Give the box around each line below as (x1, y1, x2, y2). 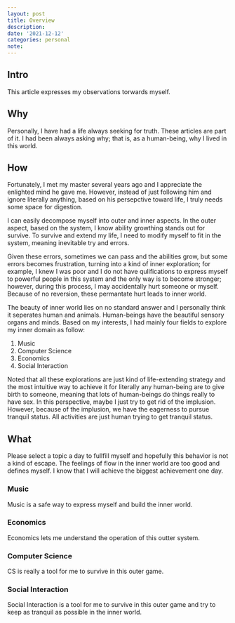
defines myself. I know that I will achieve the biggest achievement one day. (7, 466, 223, 475)
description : (7, 23, 46, 30)
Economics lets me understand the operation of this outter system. (7, 533, 200, 542)
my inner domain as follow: (7, 326, 86, 334)
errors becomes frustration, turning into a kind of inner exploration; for (7, 260, 210, 268)
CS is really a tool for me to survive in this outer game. (7, 567, 164, 576)
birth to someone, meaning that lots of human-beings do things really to (7, 391, 215, 399)
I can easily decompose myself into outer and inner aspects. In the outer (7, 216, 217, 225)
